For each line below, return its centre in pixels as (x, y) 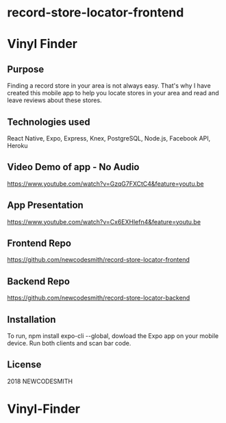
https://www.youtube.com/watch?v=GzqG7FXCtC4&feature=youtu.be (105, 184)
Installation (32, 319)
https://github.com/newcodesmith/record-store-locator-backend (99, 298)
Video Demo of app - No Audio (73, 167)
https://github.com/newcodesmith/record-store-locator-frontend (99, 260)
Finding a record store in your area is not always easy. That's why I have (109, 86)
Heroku (17, 146)
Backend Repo (39, 281)
